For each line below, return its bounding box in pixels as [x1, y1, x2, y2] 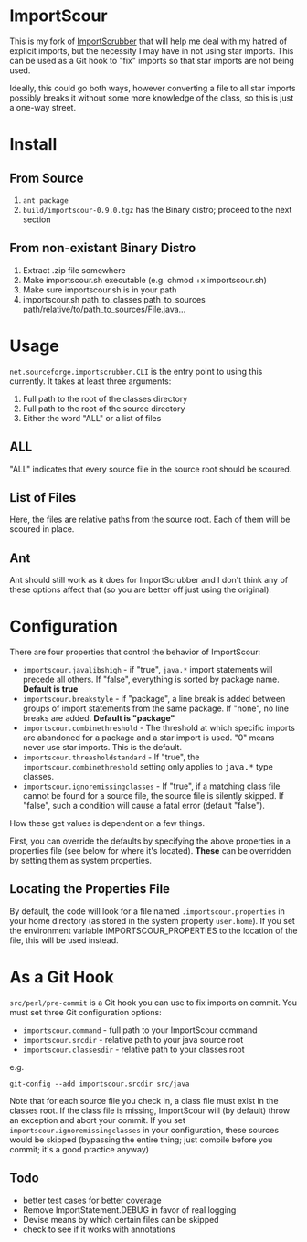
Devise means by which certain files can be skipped [22, 1214, 219, 1225]
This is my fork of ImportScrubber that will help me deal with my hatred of [9, 36, 288, 47]
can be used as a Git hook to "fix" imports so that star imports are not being [9, 55, 295, 66]
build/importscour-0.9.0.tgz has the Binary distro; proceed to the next [22, 204, 292, 215]
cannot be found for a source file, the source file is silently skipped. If [22, 791, 285, 801]
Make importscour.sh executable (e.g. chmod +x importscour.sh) [22, 274, 268, 285]
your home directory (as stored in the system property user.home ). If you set [9, 915, 295, 926]
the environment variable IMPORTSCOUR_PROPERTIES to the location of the [9, 925, 298, 936]
